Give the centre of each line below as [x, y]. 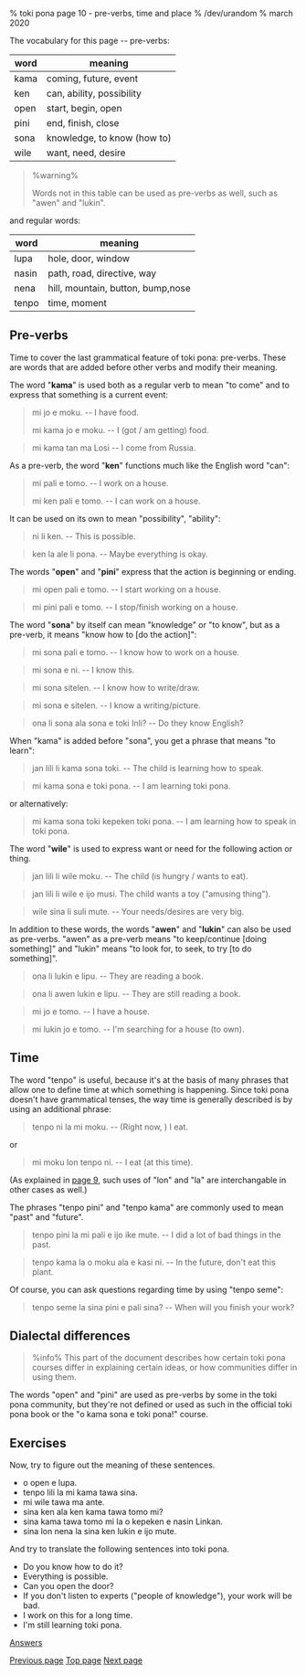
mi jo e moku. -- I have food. [85, 412]
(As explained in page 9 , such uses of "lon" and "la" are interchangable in [148, 1180]
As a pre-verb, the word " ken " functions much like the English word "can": [150, 465]
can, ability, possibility [94, 93]
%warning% [55, 175]
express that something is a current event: [89, 394]
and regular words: [45, 220]
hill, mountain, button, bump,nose [120, 288]
